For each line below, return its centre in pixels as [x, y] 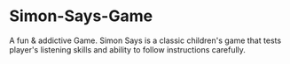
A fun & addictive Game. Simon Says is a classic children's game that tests [145, 40]
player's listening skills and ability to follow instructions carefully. [128, 49]
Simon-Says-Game [81, 16]
